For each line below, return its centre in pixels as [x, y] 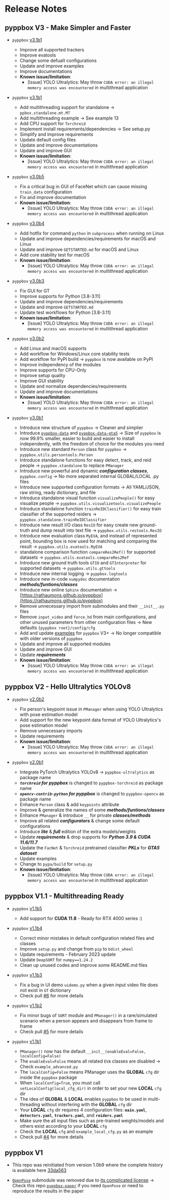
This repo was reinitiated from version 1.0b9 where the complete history [88, 1165]
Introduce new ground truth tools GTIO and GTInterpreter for [83, 563]
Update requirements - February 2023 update [68, 954]
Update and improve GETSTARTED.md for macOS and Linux [79, 249]
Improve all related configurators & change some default [80, 820]
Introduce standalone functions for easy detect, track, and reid [85, 460]
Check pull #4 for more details [51, 1137]
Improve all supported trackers [52, 50]
